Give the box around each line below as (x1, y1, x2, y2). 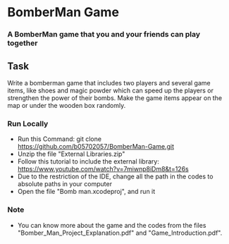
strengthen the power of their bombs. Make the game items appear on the (7, 93, 223, 102)
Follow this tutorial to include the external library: (17, 157, 160, 166)
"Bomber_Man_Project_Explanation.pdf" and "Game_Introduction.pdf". (17, 228, 223, 237)
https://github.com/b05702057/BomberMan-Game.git (17, 142, 175, 151)
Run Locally (7, 118, 49, 128)
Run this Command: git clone (17, 135, 102, 143)
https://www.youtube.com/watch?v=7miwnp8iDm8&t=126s (17, 165, 189, 173)
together (7, 38, 38, 48)
